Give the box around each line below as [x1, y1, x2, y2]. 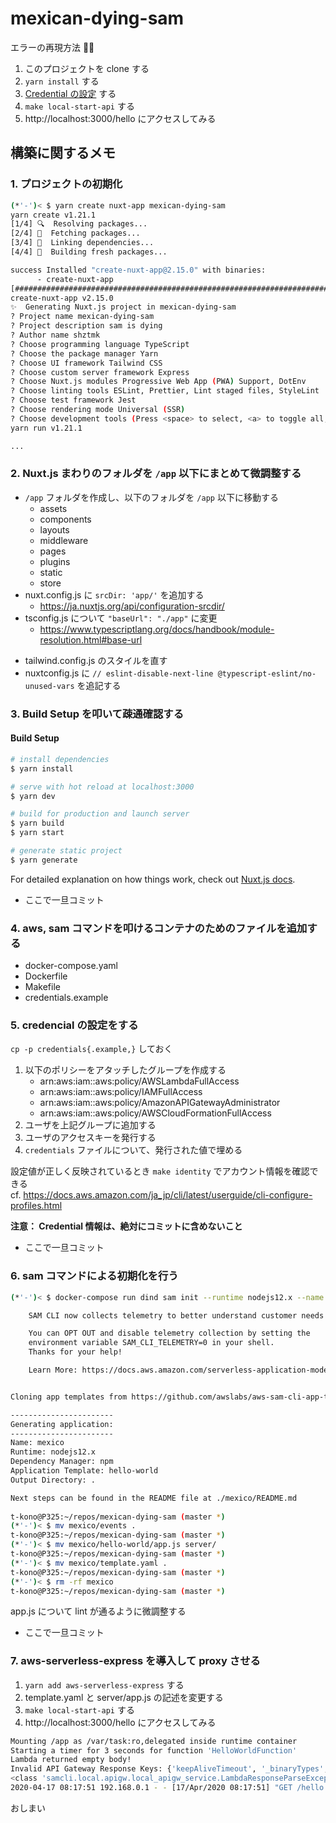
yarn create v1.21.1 [10, 210, 97, 220]
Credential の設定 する [24, 87, 117, 99]
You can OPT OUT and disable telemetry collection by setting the [28, 1328, 311, 1339]
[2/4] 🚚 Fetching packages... [10, 228, 141, 239]
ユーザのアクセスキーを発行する [24, 1132, 157, 1144]
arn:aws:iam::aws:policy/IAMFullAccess [39, 1086, 203, 1098]
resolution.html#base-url [39, 633, 143, 646]
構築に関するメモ [10, 145, 116, 162]
